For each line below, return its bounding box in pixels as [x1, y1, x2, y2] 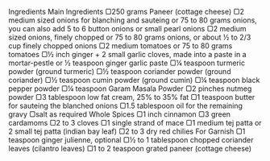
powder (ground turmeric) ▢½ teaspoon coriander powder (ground [8, 67, 231, 76]
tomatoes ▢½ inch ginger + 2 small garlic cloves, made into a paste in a [8, 50, 247, 59]
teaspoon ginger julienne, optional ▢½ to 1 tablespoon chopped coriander [8, 135, 254, 144]
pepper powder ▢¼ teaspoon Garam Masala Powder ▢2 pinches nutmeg [8, 84, 252, 93]
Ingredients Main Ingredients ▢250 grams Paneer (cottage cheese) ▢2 [8, 7, 244, 16]
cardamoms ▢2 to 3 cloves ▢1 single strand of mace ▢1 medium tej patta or [8, 118, 262, 127]
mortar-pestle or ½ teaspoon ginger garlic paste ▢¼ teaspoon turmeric [8, 58, 246, 68]
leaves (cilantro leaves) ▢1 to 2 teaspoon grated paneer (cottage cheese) [8, 144, 252, 153]
